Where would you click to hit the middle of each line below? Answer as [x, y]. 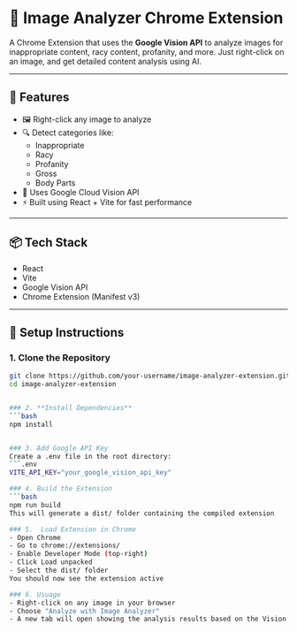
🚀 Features [39, 98]
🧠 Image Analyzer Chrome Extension [146, 18]
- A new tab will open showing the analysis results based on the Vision [148, 619]
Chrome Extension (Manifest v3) [81, 296]
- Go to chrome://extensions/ [65, 546]
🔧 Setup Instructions [67, 332]
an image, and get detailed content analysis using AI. [105, 61]
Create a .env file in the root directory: [91, 456]
